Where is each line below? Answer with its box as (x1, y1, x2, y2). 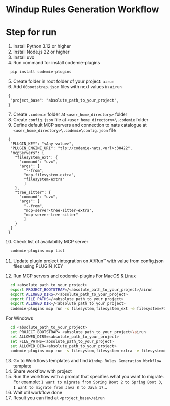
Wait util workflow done (13, 390, 63, 396)
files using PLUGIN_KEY (13, 263, 64, 269)
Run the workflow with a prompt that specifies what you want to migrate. (13, 374, 164, 380)
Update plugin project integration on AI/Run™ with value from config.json (13, 258, 164, 264)
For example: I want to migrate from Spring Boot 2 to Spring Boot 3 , (13, 379, 163, 385)
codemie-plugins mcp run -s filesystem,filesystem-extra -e (10, 348, 139, 353)
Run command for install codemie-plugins (13, 60, 100, 66)
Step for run (6, 27, 57, 38)
